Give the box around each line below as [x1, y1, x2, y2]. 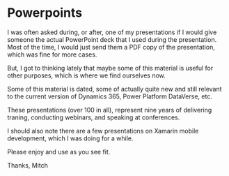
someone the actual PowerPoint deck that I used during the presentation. [7, 35, 217, 43]
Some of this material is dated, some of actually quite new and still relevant [7, 85, 222, 93]
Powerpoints [7, 5, 82, 21]
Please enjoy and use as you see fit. [7, 147, 111, 156]
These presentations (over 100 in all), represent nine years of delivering [7, 105, 212, 114]
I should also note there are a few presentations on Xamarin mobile [7, 126, 199, 135]
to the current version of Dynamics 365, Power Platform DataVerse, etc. [7, 92, 212, 101]
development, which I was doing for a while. [7, 134, 134, 142]
